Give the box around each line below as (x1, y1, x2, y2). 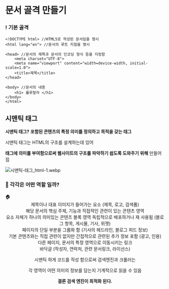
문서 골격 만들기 (5, 5, 67, 16)
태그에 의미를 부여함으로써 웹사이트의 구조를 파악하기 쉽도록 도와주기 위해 (5, 150, 148, 156)
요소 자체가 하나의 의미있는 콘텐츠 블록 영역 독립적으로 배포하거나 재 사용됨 (6, 214, 153, 220)
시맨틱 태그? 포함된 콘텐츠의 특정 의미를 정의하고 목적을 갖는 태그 (5, 129, 132, 135)
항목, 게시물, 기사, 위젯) (64, 220, 111, 226)
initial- (130, 61, 148, 66)
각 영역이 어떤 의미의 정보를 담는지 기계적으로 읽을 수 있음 (28, 267, 142, 273)
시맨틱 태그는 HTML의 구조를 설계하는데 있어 (5, 139, 94, 146)
